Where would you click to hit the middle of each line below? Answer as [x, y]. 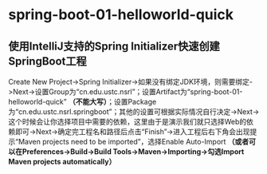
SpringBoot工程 [48, 61]
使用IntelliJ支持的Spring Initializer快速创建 [114, 46]
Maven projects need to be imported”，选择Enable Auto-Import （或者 [134, 142]
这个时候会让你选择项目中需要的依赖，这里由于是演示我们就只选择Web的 [128, 122]
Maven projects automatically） [62, 162]
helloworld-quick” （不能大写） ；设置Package [82, 102]
